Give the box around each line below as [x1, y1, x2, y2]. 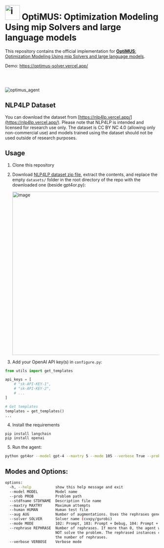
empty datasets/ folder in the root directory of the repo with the [12, 176, 141, 183]
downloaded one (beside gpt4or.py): [12, 182, 86, 188]
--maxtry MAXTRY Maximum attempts [9, 503, 91, 508]
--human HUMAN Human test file [9, 507, 89, 512]
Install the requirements [12, 422, 60, 428]
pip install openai [5, 436, 45, 441]
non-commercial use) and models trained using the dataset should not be [5, 129, 153, 135]
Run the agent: [12, 444, 42, 450]
